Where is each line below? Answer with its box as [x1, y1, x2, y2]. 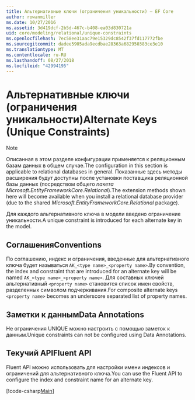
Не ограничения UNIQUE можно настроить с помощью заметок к [6, 325, 170, 332]
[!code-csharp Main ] [6, 387, 54, 394]
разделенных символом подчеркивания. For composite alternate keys [6, 287, 178, 294]
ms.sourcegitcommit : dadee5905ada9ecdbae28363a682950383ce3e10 [6, 41, 163, 47]
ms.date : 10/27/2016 [6, 19, 57, 25]
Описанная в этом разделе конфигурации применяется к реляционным [6, 156, 186, 163]
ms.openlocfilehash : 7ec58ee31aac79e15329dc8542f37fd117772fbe [6, 36, 163, 41]
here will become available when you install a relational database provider [6, 193, 184, 200]
